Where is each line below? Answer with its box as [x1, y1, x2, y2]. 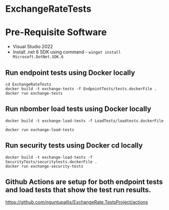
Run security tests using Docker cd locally [5, 141, 143, 150]
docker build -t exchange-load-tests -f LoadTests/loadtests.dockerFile [5, 118, 164, 123]
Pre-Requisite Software [5, 27, 107, 38]
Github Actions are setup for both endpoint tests [5, 177, 163, 186]
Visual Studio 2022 [12, 44, 53, 50]
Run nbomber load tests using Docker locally [5, 104, 152, 113]
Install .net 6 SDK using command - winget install [12, 49, 121, 55]
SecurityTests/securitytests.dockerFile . [5, 159, 97, 164]
